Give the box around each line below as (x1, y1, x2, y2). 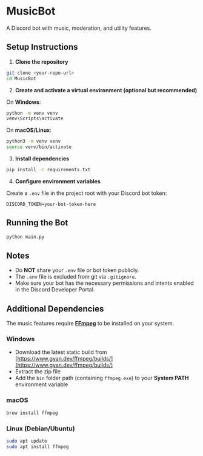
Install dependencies (15, 155, 70, 162)
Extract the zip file (15, 368, 61, 375)
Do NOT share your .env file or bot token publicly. (15, 267, 139, 274)
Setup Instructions (6, 42, 78, 52)
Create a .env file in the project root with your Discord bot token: (6, 189, 167, 197)
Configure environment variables (15, 177, 101, 185)
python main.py (6, 234, 45, 240)
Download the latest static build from (15, 349, 107, 356)
